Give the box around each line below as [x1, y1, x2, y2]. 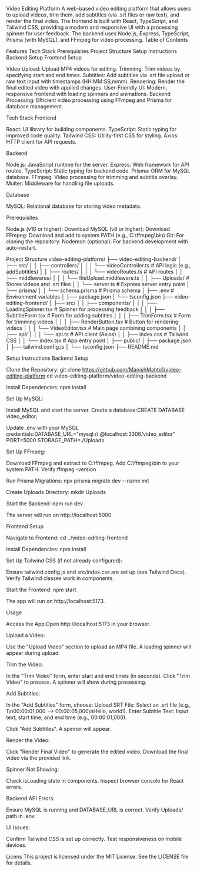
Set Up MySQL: [6, 395, 44, 402]
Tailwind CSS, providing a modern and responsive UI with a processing [6, 24, 178, 31]
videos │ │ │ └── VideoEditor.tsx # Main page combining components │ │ [6, 324, 186, 332]
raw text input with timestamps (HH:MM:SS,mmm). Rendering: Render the [6, 78, 185, 85]
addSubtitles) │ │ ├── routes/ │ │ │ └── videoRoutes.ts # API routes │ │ [6, 268, 183, 275]
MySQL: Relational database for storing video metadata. [6, 203, 142, 210]
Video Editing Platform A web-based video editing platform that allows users [6, 5, 191, 12]
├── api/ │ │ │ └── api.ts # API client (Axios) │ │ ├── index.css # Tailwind [6, 331, 189, 337]
